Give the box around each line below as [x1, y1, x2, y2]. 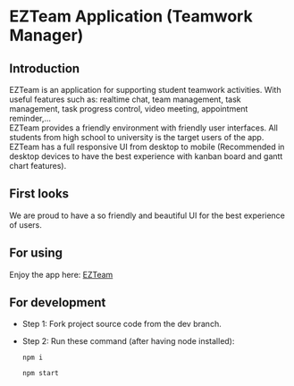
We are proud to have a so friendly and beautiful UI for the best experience [9, 210, 286, 221]
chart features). [9, 161, 67, 171]
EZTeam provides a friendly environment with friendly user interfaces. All [9, 122, 279, 133]
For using [9, 246, 63, 261]
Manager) [9, 25, 84, 46]
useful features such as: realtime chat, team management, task [9, 94, 241, 105]
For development [9, 295, 106, 310]
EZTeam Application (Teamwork [9, 6, 253, 27]
